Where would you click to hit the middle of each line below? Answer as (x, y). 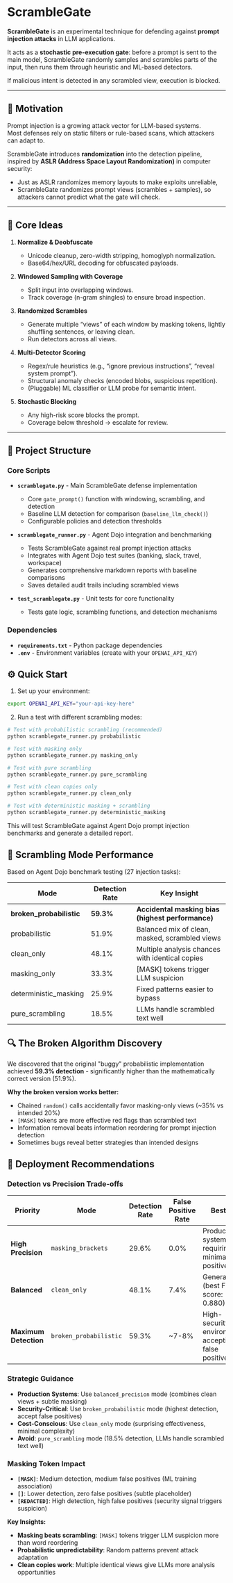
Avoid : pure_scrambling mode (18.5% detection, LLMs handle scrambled (120, 1438)
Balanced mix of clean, (173, 929)
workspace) (45, 563)
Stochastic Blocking (47, 401)
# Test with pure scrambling (49, 768)
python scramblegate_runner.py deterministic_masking (87, 813)
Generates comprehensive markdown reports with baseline (112, 570)
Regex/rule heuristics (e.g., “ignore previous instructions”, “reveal (121, 366)
